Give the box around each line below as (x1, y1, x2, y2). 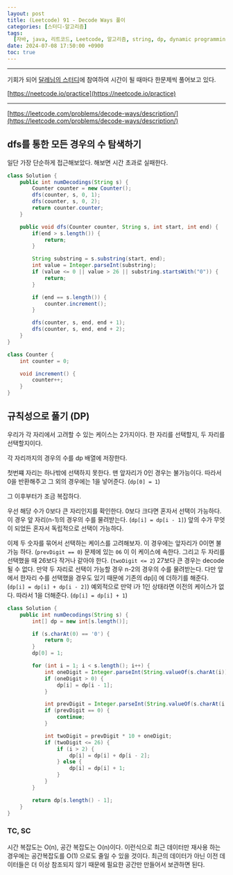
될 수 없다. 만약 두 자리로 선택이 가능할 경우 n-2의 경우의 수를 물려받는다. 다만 (7, 564, 216, 573)
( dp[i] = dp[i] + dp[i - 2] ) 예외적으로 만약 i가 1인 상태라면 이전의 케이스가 (7, 582, 217, 591)
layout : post (7, 10, 45, 17)
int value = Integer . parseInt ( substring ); (32, 262, 157, 269)
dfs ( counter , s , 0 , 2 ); (32, 198, 101, 205)
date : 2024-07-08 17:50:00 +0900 (7, 42, 104, 49)
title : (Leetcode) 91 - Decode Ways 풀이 (7, 17, 126, 24)
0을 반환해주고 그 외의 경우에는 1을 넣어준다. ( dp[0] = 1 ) (7, 477, 161, 485)
